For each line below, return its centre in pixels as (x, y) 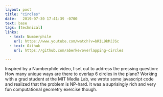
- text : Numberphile (30, 37)
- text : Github (25, 46)
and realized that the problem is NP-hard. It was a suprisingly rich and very (81, 84)
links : (12, 32)
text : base (16, 23)
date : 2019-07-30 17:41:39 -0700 (41, 19)
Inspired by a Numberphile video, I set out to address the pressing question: (81, 68)
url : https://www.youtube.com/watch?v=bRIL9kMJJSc (67, 41)
